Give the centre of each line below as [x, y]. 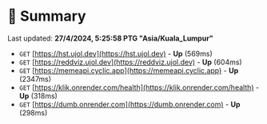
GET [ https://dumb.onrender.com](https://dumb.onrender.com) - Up [130, 104]
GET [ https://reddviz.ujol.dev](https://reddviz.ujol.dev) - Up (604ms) [130, 62]
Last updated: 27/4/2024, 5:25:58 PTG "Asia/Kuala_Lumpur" [110, 38]
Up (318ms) [38, 95]
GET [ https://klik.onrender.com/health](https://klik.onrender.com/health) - [139, 87]
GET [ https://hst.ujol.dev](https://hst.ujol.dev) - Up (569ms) [116, 53]
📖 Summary [47, 16]
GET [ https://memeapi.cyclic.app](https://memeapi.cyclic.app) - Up [129, 70]
